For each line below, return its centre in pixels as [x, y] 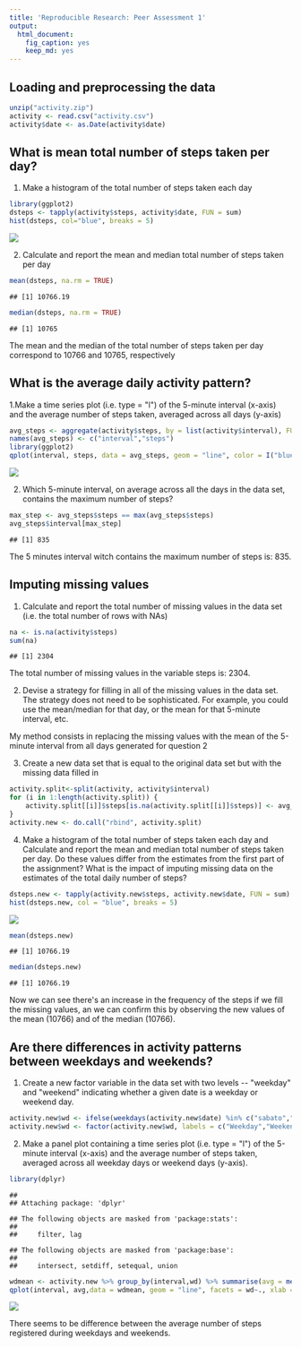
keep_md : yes [50, 51]
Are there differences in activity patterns [125, 1047]
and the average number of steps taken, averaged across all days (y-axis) [146, 414]
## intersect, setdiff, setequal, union [94, 1265]
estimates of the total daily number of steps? [104, 878]
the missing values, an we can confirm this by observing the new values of [147, 1009]
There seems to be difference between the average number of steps [136, 1324]
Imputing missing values [79, 584]
